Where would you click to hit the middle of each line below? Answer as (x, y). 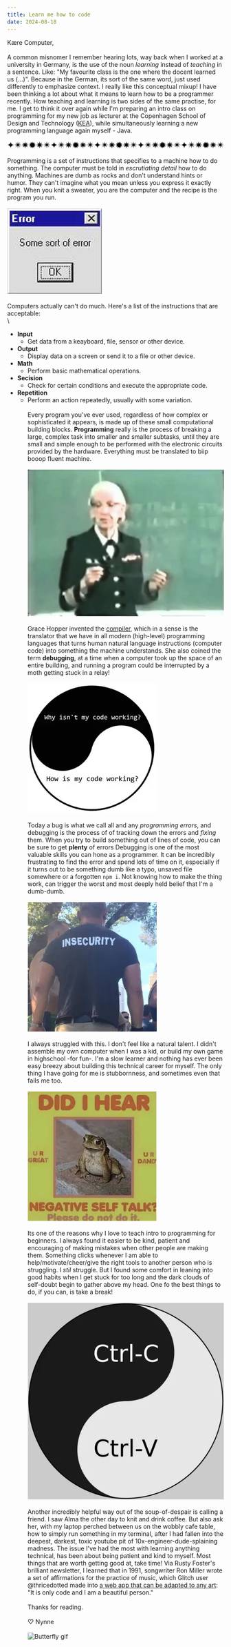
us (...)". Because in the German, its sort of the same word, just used (104, 79)
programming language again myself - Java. (70, 130)
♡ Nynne (41, 1622)
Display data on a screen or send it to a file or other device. (111, 356)
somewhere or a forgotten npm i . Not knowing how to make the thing (124, 877)
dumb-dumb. (46, 891)
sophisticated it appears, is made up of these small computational (121, 422)
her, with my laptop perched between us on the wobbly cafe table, (121, 1527)
